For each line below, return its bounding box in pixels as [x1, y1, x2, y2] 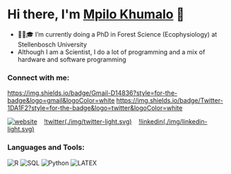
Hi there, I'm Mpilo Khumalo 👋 [7, 6, 185, 23]
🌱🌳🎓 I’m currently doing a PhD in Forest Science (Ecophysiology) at [17, 30, 218, 38]
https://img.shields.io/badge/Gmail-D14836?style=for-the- [7, 89, 178, 97]
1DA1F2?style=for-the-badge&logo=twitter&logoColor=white [7, 104, 183, 112]
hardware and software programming [17, 55, 126, 63]
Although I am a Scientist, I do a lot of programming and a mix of [17, 47, 206, 56]
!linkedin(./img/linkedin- [138, 118, 208, 126]
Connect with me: [7, 73, 70, 82]
